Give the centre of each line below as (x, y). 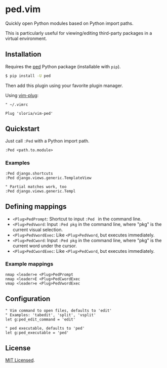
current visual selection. (38, 229)
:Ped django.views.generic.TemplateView (49, 178)
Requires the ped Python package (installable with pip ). (63, 66)
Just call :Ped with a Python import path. (47, 141)
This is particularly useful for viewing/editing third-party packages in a (79, 33)
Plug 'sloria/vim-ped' (29, 113)
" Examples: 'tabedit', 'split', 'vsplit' (51, 315)
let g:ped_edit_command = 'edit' (40, 319)
